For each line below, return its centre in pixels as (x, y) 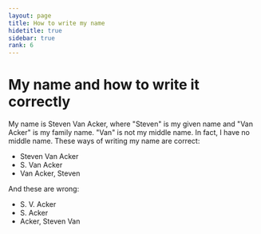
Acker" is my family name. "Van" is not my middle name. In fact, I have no (129, 133)
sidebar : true (32, 38)
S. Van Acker (41, 165)
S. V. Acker (38, 204)
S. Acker (34, 213)
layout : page (30, 16)
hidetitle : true (35, 30)
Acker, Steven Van (50, 221)
